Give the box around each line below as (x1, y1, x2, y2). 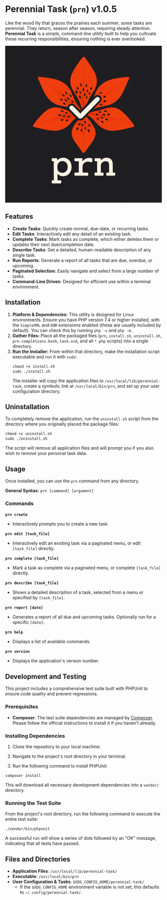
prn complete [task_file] (5, 556, 59, 561)
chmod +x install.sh (12, 364, 55, 369)
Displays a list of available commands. (12, 639, 91, 645)
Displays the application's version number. (12, 658, 99, 664)
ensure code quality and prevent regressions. (5, 691, 98, 697)
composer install (5, 773, 41, 778)
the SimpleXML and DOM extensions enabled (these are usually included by (12, 322, 162, 328)
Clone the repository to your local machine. (12, 743, 101, 750)
